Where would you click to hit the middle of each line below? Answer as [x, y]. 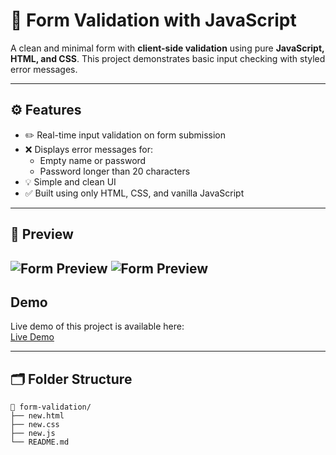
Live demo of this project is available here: [97, 326]
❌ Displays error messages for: [88, 149]
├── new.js [33, 434]
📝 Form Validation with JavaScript [153, 20]
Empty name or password [93, 160]
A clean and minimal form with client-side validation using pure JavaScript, [167, 48]
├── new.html [37, 416]
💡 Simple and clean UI [70, 181]
